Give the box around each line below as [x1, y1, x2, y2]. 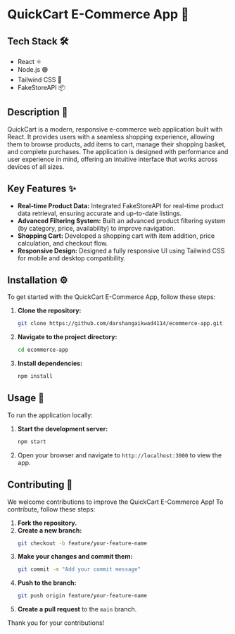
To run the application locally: [7, 411, 93, 419]
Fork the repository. [17, 519, 77, 527]
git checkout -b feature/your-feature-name [17, 540, 148, 547]
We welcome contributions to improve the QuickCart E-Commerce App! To [7, 497, 224, 506]
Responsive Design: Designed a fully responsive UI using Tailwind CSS [17, 246, 225, 255]
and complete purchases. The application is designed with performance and [7, 147, 229, 156]
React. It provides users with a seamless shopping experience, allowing [7, 132, 215, 141]
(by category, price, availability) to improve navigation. [17, 224, 176, 232]
